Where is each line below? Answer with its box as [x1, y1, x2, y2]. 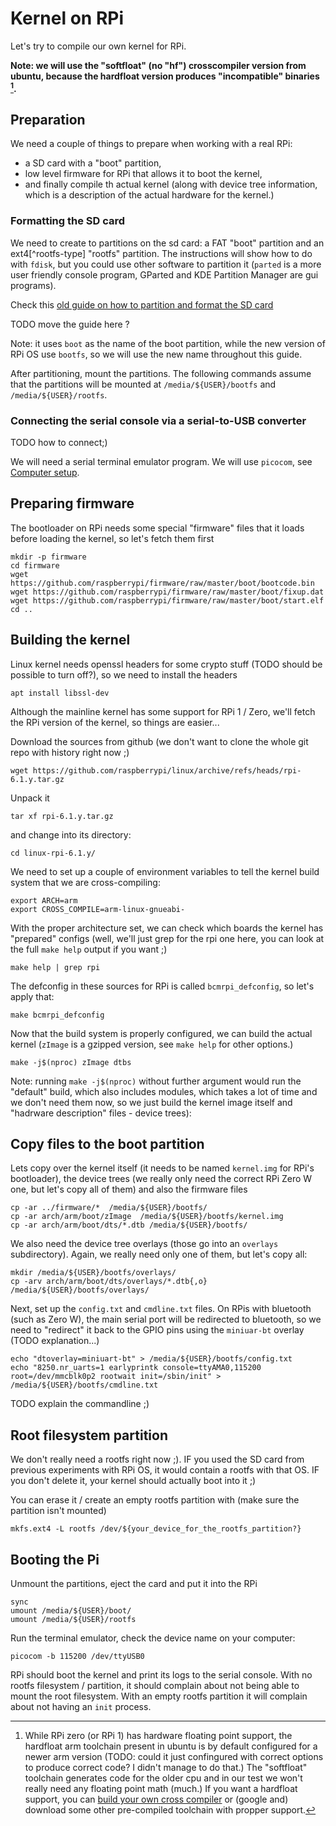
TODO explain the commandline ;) [10, 1398, 150, 1410]
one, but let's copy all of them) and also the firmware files [10, 1183, 248, 1196]
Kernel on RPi [10, 7, 125, 30]
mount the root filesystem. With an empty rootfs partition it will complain [10, 1690, 308, 1702]
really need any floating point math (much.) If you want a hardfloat [24, 1783, 298, 1795]
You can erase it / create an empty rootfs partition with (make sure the [10, 1494, 300, 1506]
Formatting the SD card [10, 214, 126, 228]
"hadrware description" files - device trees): [10, 1107, 192, 1119]
